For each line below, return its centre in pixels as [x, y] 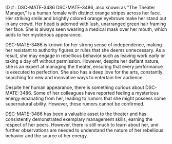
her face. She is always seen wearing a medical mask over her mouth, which [86, 29]
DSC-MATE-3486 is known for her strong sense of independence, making [84, 45]
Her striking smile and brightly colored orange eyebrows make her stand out [86, 18]
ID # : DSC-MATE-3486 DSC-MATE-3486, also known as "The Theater [80, 7]
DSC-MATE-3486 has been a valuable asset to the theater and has [76, 114]
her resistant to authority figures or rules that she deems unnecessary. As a [85, 50]
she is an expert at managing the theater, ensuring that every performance [84, 67]
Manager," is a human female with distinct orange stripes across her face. [83, 13]
